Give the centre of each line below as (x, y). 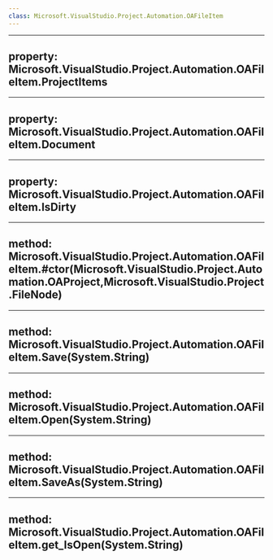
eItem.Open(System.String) (80, 420)
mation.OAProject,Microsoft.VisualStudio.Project (136, 282)
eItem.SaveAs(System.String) (86, 482)
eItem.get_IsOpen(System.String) (96, 545)
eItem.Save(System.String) (79, 358)
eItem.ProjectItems (58, 82)
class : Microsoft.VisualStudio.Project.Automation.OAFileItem (116, 16)
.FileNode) (35, 295)
